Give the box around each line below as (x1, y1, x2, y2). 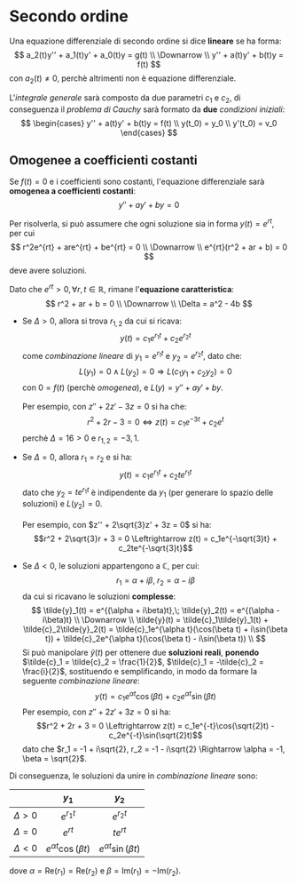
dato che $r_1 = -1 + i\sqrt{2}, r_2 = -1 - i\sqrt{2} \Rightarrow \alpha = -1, (21, 744, 285, 754)
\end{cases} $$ (120, 127, 178, 138)
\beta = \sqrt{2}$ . (21, 753, 87, 764)
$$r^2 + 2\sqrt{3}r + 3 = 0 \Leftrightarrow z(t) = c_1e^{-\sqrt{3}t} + (34, 533, 277, 544)
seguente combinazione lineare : (21, 675, 140, 686)
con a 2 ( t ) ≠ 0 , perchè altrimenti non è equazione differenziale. (9, 73, 237, 85)
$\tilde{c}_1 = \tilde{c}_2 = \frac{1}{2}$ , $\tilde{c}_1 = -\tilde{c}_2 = (21, 656, 264, 667)
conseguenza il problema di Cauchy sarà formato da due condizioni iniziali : (9, 104, 285, 115)
